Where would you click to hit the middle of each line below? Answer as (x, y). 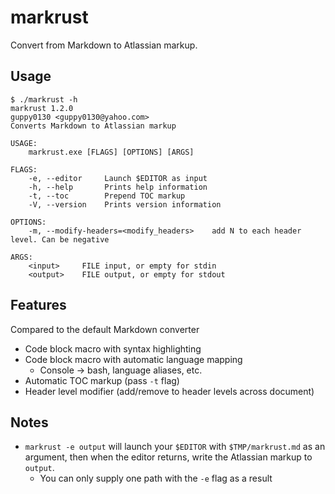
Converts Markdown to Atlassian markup (93, 126)
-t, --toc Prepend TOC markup (107, 196)
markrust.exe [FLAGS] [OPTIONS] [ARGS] (111, 152)
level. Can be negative (60, 239)
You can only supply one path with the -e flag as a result (156, 478)
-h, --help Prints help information (118, 187)
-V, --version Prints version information (125, 204)
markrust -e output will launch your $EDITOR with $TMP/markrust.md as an (175, 447)
